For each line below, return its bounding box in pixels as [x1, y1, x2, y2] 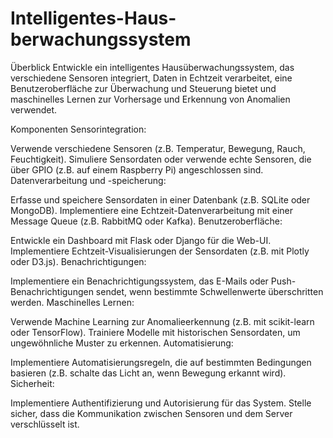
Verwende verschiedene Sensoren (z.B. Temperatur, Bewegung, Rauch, [10, 142, 306, 154]
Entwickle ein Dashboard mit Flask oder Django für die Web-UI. [10, 234, 272, 246]
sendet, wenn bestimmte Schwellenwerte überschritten [95, 285, 324, 297]
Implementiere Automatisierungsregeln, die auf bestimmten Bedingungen [10, 356, 312, 368]
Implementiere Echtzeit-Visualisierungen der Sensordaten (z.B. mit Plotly [10, 245, 310, 257]
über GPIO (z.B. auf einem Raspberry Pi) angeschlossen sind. [10, 163, 264, 176]
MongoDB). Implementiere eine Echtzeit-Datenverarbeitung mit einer [10, 204, 293, 216]
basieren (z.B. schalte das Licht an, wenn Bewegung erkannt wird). [10, 367, 287, 379]
